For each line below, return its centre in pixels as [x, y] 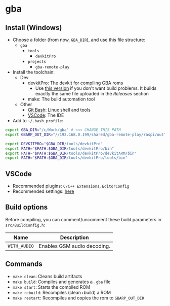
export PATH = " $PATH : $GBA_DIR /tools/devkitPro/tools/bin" [67, 158]
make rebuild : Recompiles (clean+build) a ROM [62, 292]
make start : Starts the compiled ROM [51, 287]
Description [74, 237]
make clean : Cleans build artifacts [47, 276]
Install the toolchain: [33, 72]
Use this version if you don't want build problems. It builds [96, 88]
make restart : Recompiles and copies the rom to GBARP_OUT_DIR [78, 298]
